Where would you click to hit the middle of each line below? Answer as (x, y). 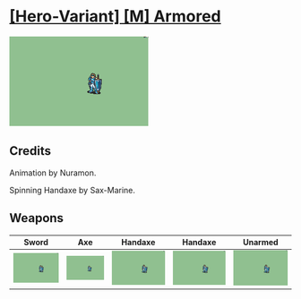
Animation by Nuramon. (53, 173)
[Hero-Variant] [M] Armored (115, 17)
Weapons (37, 218)
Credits (30, 151)
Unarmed (261, 243)
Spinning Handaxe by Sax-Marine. (73, 190)
